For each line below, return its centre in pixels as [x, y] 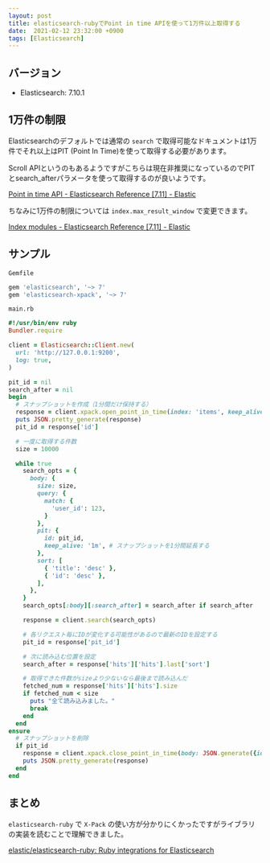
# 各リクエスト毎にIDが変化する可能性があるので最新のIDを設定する [121, 635]
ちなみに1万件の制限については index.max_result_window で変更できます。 [130, 211]
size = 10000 [37, 449]
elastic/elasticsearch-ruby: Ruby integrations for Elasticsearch [111, 850]
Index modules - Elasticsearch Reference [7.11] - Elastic [100, 227]
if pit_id [32, 746]
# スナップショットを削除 [52, 738]
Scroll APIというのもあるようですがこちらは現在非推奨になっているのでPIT [132, 168]
